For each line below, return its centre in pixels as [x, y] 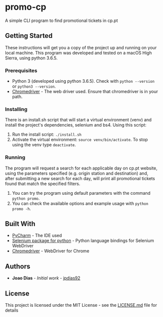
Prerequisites [21, 71]
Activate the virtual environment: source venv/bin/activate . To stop [80, 140]
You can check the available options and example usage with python [80, 203]
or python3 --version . [34, 86]
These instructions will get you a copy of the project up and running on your [81, 47]
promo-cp [26, 7]
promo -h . [22, 208]
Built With [20, 224]
